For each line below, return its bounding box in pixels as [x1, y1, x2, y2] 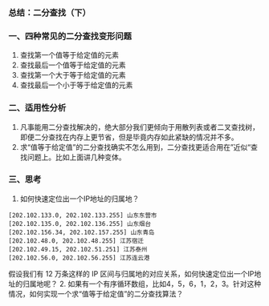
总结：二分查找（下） [8, 6, 91, 18]
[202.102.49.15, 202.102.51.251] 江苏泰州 [8, 245, 148, 253]
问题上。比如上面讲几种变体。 [26, 152, 126, 162]
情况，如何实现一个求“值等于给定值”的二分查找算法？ [8, 288, 184, 298]
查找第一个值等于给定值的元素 [19, 50, 119, 60]
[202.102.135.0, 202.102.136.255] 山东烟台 [8, 219, 151, 227]
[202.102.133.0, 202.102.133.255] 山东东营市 [8, 211, 157, 219]
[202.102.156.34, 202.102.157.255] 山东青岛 [8, 228, 155, 236]
